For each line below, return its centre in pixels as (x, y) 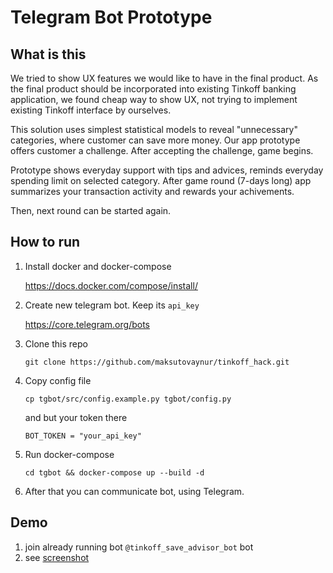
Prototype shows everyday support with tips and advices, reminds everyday (167, 170)
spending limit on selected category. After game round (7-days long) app (161, 180)
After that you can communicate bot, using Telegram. (134, 491)
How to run (45, 242)
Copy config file (58, 380)
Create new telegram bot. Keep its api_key (112, 305)
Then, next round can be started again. (91, 210)
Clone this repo (56, 343)
